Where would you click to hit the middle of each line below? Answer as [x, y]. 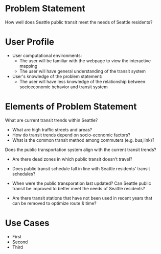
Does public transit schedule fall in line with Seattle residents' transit [81, 168]
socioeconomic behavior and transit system [63, 87]
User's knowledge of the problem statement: [57, 76]
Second [20, 242]
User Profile [30, 42]
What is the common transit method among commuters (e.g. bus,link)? [83, 140]
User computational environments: [47, 55]
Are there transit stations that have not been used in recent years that [82, 198]
